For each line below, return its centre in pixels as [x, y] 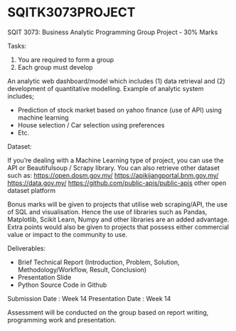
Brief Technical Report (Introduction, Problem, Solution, [98, 262]
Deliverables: [27, 248]
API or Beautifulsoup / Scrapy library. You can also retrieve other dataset [114, 167]
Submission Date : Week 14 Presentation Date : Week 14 [89, 298]
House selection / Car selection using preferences [91, 125]
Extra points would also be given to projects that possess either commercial [118, 227]
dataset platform [31, 190]
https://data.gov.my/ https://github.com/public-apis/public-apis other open [117, 183]
